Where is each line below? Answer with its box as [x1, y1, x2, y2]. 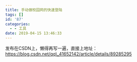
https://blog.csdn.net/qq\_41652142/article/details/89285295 [5, 51, 132, 57]
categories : [5, 21, 30, 27]
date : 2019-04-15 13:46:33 [5, 31, 62, 36]
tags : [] [5, 12, 24, 17]
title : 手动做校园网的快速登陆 [5, 7, 62, 13]
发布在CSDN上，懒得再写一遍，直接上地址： [5, 45, 97, 51]
